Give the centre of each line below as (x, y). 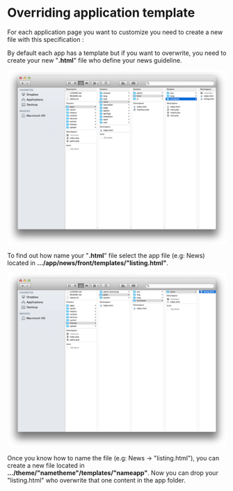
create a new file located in (46, 466)
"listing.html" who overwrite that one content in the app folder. (96, 481)
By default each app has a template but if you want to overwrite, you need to (117, 53)
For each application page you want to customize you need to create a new (115, 32)
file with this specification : (46, 39)
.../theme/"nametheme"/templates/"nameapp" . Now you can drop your (113, 473)
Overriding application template (101, 13)
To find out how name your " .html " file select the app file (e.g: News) (106, 256)
